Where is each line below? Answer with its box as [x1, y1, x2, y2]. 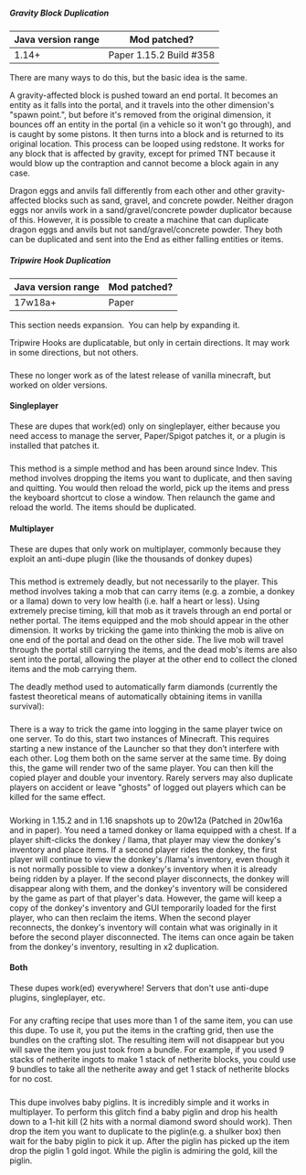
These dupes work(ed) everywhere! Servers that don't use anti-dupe [9, 982, 269, 993]
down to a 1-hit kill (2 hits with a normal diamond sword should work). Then [9, 1116, 292, 1127]
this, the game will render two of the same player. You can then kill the [9, 763, 274, 774]
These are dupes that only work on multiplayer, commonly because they [9, 543, 281, 554]
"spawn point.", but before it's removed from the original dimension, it [9, 109, 271, 120]
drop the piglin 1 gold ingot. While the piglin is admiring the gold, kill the [9, 1145, 279, 1156]
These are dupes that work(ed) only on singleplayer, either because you [9, 421, 280, 432]
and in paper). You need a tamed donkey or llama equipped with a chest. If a [9, 824, 297, 836]
